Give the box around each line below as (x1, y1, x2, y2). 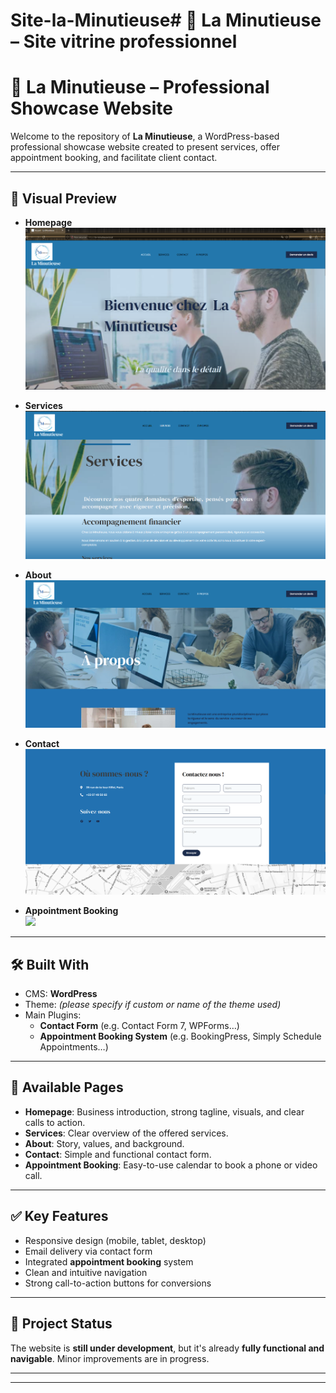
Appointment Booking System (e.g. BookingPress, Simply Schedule (39, 1030, 322, 1043)
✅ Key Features (10, 1208, 109, 1225)
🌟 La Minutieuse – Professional (10, 76, 270, 99)
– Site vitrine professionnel (10, 30, 238, 53)
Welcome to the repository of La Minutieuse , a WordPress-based (10, 130, 280, 143)
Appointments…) (39, 1041, 109, 1053)
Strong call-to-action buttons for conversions (24, 1277, 212, 1289)
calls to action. (24, 1116, 86, 1128)
